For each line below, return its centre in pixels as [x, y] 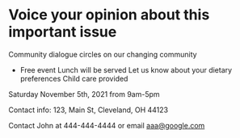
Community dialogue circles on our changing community [103, 54]
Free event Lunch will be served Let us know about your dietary [126, 69]
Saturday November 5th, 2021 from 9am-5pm [84, 94]
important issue [63, 32]
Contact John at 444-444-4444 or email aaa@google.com [107, 125]
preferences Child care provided [74, 78]
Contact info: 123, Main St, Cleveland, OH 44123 [88, 110]
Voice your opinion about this [109, 15]
